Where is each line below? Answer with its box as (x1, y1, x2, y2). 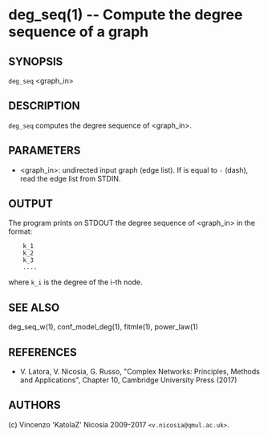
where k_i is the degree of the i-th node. (8, 277, 143, 287)
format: (8, 227, 33, 236)
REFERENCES (8, 345, 78, 359)
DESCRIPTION (8, 99, 80, 113)
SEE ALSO (8, 300, 60, 314)
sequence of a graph (8, 22, 149, 41)
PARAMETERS (8, 144, 81, 157)
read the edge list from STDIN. (19, 174, 121, 183)
